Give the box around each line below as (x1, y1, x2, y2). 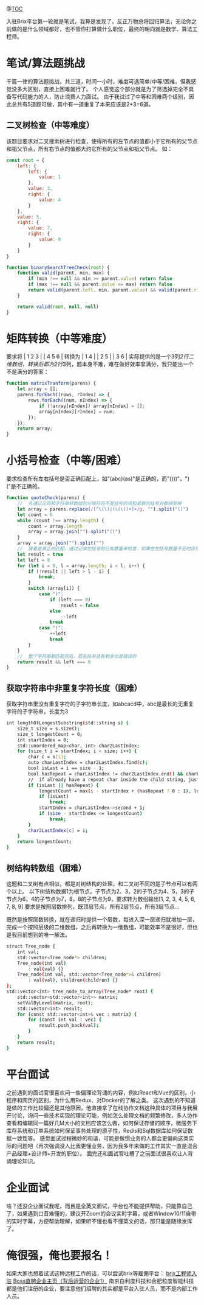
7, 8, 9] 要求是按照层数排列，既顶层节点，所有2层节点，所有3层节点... (6, 903, 180, 910)
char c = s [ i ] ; (28, 754, 67, 760)
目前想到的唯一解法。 (16, 931, 70, 938)
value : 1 (38, 174, 61, 180)
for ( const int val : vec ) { (28, 1016, 102, 1023)
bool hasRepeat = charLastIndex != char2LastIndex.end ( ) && (28, 771, 183, 777)
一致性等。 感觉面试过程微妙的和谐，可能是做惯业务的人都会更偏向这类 (11, 1135, 189, 1142)
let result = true (17, 551, 64, 558)
